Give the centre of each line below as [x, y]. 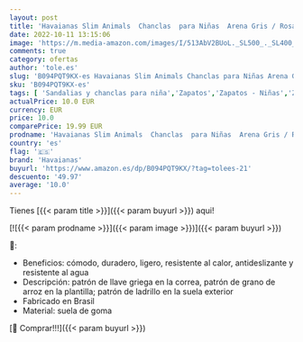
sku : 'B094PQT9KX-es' [50, 85]
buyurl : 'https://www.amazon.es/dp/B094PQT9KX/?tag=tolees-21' [131, 168]
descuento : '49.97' [46, 176]
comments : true [38, 51]
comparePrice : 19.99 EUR [56, 127]
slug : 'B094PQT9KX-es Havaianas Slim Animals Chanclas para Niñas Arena [149, 76]
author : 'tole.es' [44, 68]
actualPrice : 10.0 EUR [52, 101]
